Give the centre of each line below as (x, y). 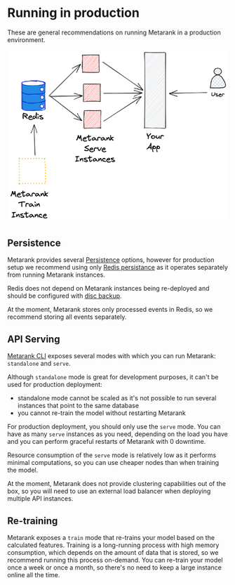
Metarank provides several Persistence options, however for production (111, 260)
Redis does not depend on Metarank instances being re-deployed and (108, 289)
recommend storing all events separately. (67, 317)
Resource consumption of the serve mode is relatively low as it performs (112, 455)
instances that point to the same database (78, 406)
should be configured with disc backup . (65, 296)
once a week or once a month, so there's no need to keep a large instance (115, 567)
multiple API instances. (40, 499)
